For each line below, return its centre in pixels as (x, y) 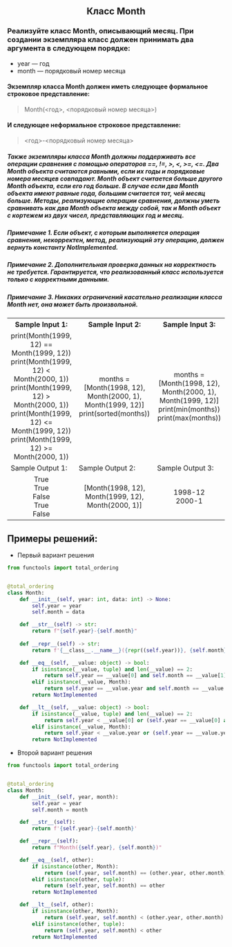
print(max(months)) (189, 418)
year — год (33, 63)
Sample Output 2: (107, 468)
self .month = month (60, 810)
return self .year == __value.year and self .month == (121, 689)
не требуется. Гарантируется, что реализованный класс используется (115, 272)
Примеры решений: (52, 539)
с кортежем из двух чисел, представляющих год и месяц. (96, 215)
